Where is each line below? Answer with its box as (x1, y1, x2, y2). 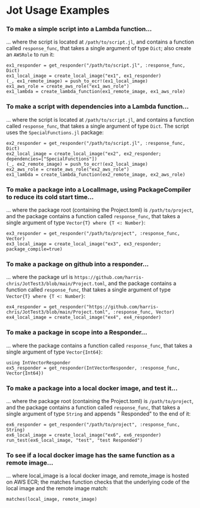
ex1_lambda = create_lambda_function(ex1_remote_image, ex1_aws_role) (6, 89, 186, 95)
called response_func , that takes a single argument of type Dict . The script (6, 122, 189, 129)
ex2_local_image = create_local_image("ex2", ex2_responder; (6, 150, 162, 157)
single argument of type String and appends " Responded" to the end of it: (6, 410, 191, 417)
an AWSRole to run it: (6, 51, 55, 58)
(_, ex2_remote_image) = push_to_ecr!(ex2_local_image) (6, 161, 148, 167)
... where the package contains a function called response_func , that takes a (6, 342, 193, 349)
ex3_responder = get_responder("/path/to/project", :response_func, (6, 231, 180, 237)
